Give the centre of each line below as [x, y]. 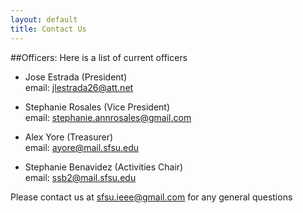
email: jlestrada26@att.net [79, 87]
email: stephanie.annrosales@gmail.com [108, 117]
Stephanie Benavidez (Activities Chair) [104, 167]
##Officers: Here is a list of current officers [99, 57]
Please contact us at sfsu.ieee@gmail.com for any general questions [151, 197]
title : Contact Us [48, 29]
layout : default [44, 19]
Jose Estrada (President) [76, 77]
